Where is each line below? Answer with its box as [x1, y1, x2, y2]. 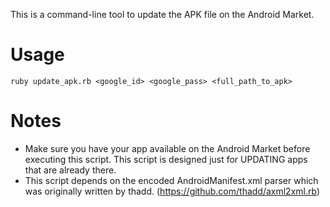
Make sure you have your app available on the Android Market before [24, 142, 311, 154]
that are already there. [24, 164, 117, 176]
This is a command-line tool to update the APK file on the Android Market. [10, 9, 315, 20]
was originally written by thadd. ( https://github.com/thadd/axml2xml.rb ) [24, 185, 321, 197]
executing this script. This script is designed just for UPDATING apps [24, 153, 308, 165]
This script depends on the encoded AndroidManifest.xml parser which [24, 174, 319, 186]
